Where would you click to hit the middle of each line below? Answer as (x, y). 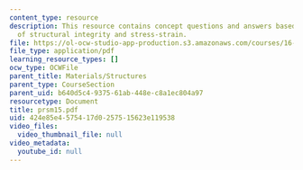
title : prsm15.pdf (44, 110)
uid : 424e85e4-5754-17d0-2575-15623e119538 (92, 118)
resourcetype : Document (54, 101)
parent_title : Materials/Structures (78, 76)
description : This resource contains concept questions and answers (141, 26)
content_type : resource (54, 18)
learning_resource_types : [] (64, 59)
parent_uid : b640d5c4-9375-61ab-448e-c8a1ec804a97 (106, 93)
